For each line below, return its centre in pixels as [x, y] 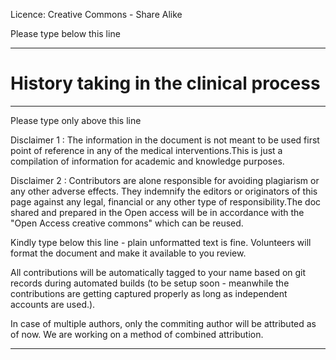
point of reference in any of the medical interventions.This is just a [146, 150]
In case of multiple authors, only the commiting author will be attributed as [163, 323]
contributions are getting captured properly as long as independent [149, 293]
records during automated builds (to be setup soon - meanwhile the [150, 283]
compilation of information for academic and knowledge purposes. [147, 161]
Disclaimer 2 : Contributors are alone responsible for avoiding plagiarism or [165, 180]
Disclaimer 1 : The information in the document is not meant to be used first [165, 140]
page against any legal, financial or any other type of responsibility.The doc [166, 201]
